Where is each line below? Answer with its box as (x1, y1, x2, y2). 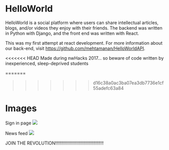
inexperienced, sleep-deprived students (5, 60, 89, 66)
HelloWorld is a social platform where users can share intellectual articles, (5, 20, 159, 26)
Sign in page (5, 120, 32, 126)
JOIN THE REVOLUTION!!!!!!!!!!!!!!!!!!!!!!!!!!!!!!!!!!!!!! (5, 140, 104, 146)
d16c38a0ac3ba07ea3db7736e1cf (93, 80, 164, 86)
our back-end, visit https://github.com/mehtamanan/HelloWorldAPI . (5, 45, 145, 51)
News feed (5, 130, 28, 136)
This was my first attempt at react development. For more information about (5, 40, 163, 46)
